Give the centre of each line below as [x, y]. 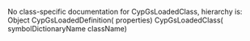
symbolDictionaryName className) [67, 29]
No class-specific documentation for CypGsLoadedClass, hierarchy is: [125, 12]
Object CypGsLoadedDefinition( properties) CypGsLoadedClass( [115, 20]
